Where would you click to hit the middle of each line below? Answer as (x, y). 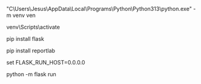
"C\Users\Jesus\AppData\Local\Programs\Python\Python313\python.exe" (99, 9)
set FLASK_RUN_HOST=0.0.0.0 (46, 62)
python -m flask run (31, 74)
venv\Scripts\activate (33, 27)
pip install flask (25, 39)
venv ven (24, 15)
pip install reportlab (31, 51)
